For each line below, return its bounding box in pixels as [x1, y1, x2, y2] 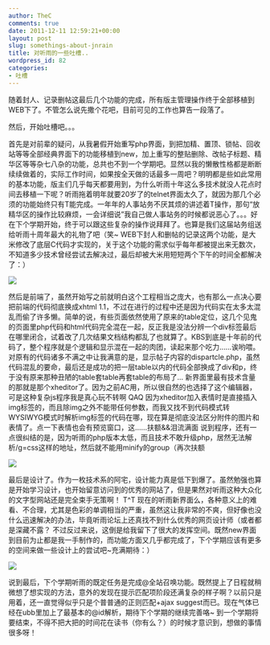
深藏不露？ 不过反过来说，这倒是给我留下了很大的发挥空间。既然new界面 [14, 524, 257, 535]
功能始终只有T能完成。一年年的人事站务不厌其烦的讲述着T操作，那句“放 [22, 199, 260, 209]
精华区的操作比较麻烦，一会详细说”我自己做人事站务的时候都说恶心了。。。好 [8, 209, 259, 219]
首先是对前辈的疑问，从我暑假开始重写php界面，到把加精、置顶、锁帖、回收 [8, 138, 261, 149]
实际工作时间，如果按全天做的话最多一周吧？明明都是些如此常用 [50, 169, 262, 179]
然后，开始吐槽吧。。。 [8, 121, 79, 131]
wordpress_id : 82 [8, 57, 67, 65]
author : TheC [8, 11, 52, 20]
